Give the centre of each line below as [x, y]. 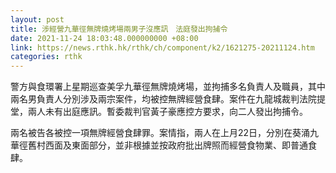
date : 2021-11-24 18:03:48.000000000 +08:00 [104, 38]
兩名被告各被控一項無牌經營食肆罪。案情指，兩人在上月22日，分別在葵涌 [160, 133]
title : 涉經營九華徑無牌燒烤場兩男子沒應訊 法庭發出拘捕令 [119, 29]
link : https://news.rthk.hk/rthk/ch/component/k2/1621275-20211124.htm [162, 47]
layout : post [37, 19]
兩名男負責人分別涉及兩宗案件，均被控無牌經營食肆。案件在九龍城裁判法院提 [168, 99]
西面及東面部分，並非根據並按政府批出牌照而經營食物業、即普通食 [180, 145]
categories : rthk [46, 57]
